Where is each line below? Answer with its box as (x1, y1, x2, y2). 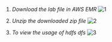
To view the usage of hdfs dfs (11, 29, 86, 36)
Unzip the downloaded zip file (11, 17, 86, 24)
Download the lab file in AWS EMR (11, 6, 97, 13)
